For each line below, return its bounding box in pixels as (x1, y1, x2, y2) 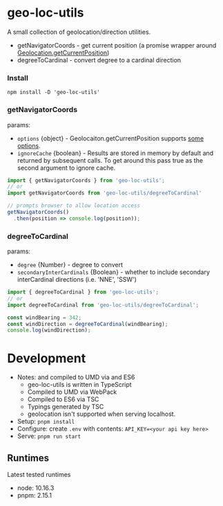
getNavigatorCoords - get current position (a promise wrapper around (17, 41, 217, 49)
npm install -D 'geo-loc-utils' (7, 89, 100, 96)
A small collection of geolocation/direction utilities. (7, 28, 151, 36)
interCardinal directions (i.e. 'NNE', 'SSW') (17, 275, 137, 284)
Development (7, 350, 86, 366)
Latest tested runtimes (7, 471, 71, 479)
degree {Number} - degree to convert (17, 261, 123, 269)
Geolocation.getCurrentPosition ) (17, 48, 110, 57)
